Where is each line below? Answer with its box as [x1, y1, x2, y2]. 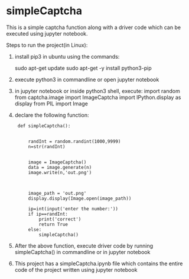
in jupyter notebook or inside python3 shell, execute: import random [14, 87, 180, 94]
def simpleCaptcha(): [17, 123, 71, 129]
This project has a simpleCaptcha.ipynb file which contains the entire [14, 259, 183, 267]
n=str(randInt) [28, 143, 66, 149]
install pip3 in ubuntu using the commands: [14, 53, 120, 60]
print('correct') [38, 216, 82, 222]
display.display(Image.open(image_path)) [28, 195, 132, 201]
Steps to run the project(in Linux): [6, 41, 88, 49]
